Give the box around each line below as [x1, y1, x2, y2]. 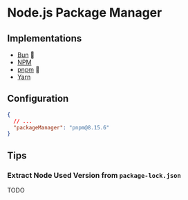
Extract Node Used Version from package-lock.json [7, 170, 181, 180]
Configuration [7, 93, 69, 104]
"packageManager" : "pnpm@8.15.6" [13, 124, 110, 131]
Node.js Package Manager [7, 5, 162, 21]
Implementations [7, 33, 82, 44]
